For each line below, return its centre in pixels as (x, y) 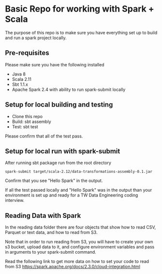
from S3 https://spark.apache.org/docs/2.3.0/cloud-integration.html (73, 267)
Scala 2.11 (22, 79)
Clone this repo (27, 116)
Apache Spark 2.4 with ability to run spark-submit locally (69, 89)
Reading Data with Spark (43, 216)
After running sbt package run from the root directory (58, 163)
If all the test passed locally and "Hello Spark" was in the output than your (79, 190)
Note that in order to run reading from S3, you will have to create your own (79, 242)
